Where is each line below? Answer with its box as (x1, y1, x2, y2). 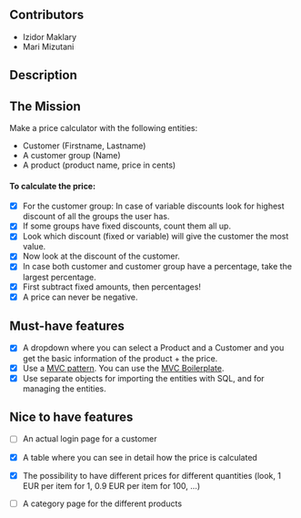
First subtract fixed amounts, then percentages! (22, 281, 202, 292)
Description (9, 67, 77, 83)
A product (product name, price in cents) (22, 159, 176, 171)
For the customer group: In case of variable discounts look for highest (22, 200, 285, 212)
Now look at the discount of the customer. (22, 250, 180, 262)
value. (22, 241, 46, 252)
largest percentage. (22, 271, 97, 282)
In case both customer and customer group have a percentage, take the (22, 261, 293, 272)
